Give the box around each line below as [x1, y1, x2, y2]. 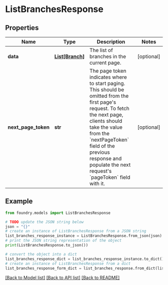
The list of [89, 47, 113, 54]
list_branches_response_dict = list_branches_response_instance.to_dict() [5, 256, 164, 261]
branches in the [89, 53, 126, 60]
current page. [89, 59, 121, 66]
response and [89, 155, 122, 162]
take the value [89, 124, 122, 131]
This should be [89, 86, 124, 93]
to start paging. [89, 80, 125, 87]
